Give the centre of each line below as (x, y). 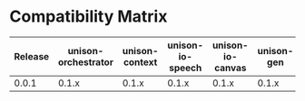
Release (32, 56)
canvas (231, 68)
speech (186, 68)
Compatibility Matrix (89, 17)
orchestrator (85, 62)
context (140, 62)
